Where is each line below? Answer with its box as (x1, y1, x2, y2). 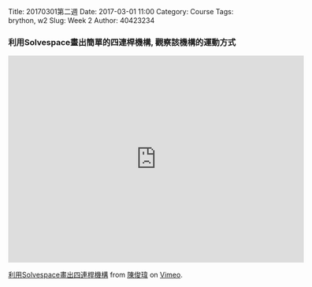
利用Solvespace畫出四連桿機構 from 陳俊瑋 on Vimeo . (8, 270, 183, 280)
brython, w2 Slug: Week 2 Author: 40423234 (8, 16, 155, 25)
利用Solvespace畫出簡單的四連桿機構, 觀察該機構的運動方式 (8, 36, 236, 47)
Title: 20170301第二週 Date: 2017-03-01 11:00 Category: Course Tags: (8, 7, 234, 16)
